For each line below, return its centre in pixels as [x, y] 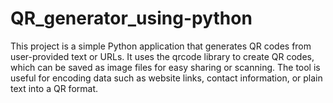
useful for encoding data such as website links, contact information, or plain [166, 78]
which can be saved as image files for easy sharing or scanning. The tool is [165, 67]
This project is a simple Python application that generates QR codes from [161, 46]
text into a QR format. [54, 88]
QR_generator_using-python [131, 18]
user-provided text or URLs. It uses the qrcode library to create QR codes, [162, 56]
